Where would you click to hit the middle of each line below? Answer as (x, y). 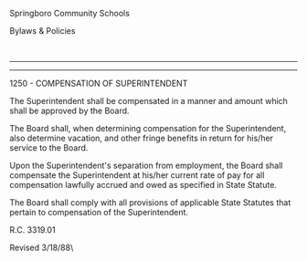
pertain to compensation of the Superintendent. (99, 212)
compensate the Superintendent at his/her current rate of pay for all (137, 175)
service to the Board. (49, 148)
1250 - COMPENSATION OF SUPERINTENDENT (99, 83)
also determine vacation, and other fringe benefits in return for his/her (142, 138)
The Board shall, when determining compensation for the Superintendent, (148, 128)
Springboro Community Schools (70, 13)
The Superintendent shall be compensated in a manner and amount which (148, 101)
